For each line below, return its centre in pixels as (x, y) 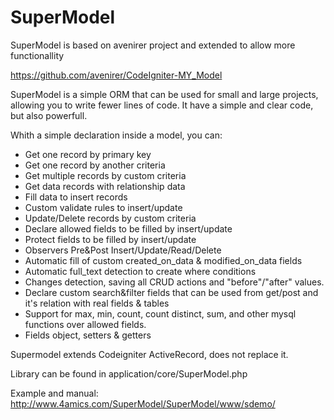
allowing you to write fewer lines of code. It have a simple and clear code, (162, 105)
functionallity (37, 55)
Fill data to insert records (76, 197)
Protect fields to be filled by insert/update (110, 239)
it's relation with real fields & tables (97, 303)
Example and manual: (54, 393)
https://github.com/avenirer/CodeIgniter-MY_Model (116, 75)
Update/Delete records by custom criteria (110, 218)
